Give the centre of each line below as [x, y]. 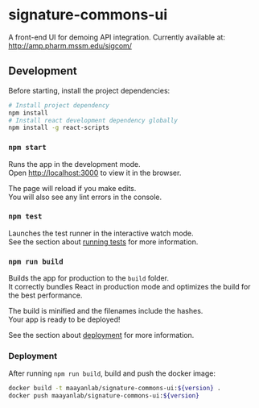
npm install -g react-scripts [59, 128]
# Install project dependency [59, 105]
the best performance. [45, 295]
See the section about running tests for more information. [103, 241]
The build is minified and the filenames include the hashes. [106, 311]
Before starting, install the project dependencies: [89, 90]
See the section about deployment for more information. [101, 335]
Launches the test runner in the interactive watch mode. [101, 233]
